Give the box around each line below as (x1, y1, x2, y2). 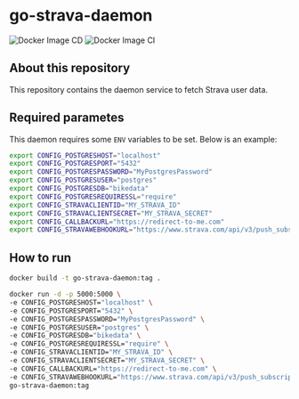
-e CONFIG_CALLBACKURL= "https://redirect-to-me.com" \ (9, 364, 217, 373)
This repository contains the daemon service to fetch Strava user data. (9, 84, 269, 94)
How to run (9, 250, 72, 265)
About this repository (9, 61, 131, 76)
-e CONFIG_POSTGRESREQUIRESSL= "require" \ (9, 339, 169, 348)
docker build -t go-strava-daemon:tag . (9, 273, 162, 283)
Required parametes (9, 110, 125, 126)
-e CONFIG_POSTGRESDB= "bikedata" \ (9, 331, 141, 340)
